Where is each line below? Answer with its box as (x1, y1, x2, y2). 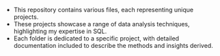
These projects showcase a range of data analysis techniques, (13, 20, 190, 28)
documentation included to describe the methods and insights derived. (13, 42, 213, 49)
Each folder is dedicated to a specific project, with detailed (13, 34, 180, 43)
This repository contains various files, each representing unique (13, 6, 193, 13)
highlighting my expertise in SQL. (13, 27, 107, 35)
